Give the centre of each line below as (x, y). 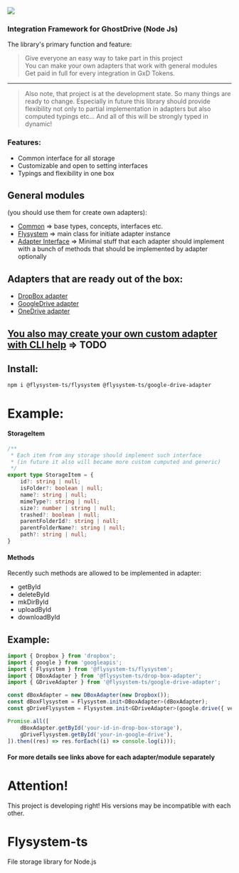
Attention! (38, 786)
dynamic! (38, 124)
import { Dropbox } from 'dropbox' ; (62, 656)
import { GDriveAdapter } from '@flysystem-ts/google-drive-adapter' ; (114, 682)
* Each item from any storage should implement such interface (106, 455)
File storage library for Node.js (52, 862)
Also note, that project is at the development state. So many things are (128, 94)
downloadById (39, 617)
